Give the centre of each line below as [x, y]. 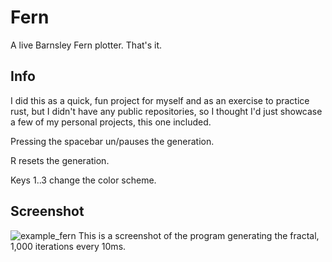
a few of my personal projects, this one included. [111, 122]
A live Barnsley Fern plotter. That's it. [86, 45]
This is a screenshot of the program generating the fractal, [199, 235]
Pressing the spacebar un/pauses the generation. [112, 141]
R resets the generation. [60, 160]
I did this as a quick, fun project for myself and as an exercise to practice [160, 100]
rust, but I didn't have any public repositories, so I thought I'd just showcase [166, 111]
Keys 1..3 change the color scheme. [83, 180]
